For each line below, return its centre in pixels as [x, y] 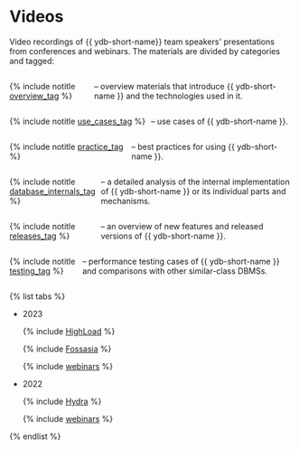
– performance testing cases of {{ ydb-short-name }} [181, 261]
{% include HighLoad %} [69, 331]
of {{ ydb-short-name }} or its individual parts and [193, 191]
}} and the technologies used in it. [180, 96]
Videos [37, 17]
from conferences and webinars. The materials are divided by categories [145, 51]
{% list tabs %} [37, 296]
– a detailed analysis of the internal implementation [196, 182]
